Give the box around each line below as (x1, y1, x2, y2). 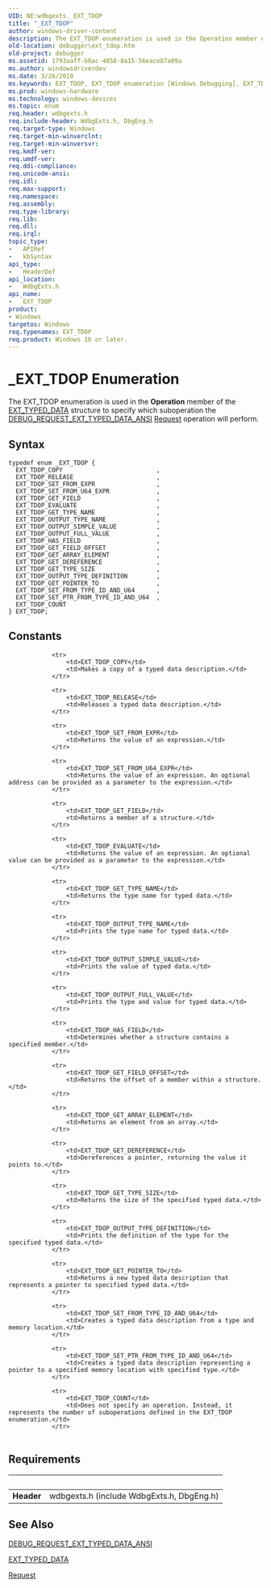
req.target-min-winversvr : (8, 139, 99, 148)
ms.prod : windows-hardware (8, 87, 99, 95)
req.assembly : (8, 200, 56, 208)
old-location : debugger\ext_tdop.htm (8, 42, 135, 50)
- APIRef (8, 245, 45, 253)
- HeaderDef (8, 268, 56, 276)
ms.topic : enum (8, 102, 60, 110)
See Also (8, 1518, 54, 1531)
